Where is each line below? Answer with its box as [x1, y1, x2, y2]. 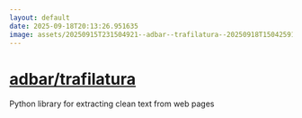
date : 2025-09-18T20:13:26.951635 [9, 22, 139, 31]
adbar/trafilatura [9, 68, 137, 89]
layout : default [9, 13, 70, 23]
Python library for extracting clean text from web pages [9, 98, 215, 109]
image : [9, 30, 34, 39]
